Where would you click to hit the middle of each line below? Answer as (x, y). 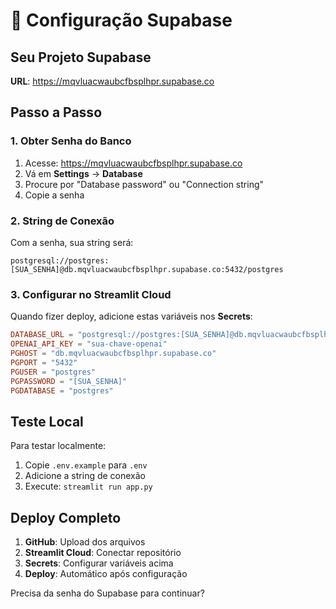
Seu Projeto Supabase (81, 57)
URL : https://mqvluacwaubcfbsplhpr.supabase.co (112, 81)
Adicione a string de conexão (85, 476)
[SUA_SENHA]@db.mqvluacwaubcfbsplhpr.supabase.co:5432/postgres (147, 269)
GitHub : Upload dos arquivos (85, 542)
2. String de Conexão (62, 221)
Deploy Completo (66, 517)
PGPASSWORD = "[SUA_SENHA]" (69, 381)
